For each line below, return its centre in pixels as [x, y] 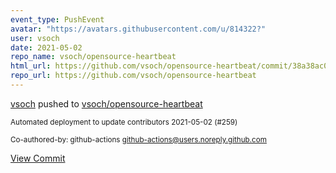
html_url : [31, 66]
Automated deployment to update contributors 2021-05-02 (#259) [124, 122]
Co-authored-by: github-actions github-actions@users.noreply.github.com [138, 139]
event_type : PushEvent [57, 19]
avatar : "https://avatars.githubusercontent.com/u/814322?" [138, 29]
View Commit [38, 158]
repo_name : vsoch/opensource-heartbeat [93, 57]
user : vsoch [35, 38]
